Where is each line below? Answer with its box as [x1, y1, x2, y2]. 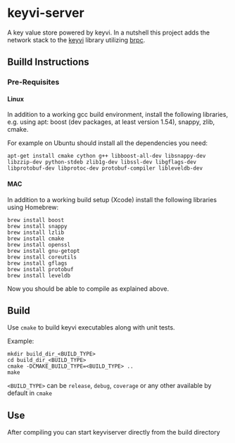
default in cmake [7, 389, 53, 397]
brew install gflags [7, 259, 68, 267]
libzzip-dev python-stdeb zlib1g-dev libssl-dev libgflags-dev [7, 158, 197, 166]
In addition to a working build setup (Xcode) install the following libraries [7, 195, 217, 204]
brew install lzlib [7, 229, 65, 236]
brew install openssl [7, 241, 71, 248]
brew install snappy [7, 223, 68, 230]
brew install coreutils [7, 254, 77, 261]
